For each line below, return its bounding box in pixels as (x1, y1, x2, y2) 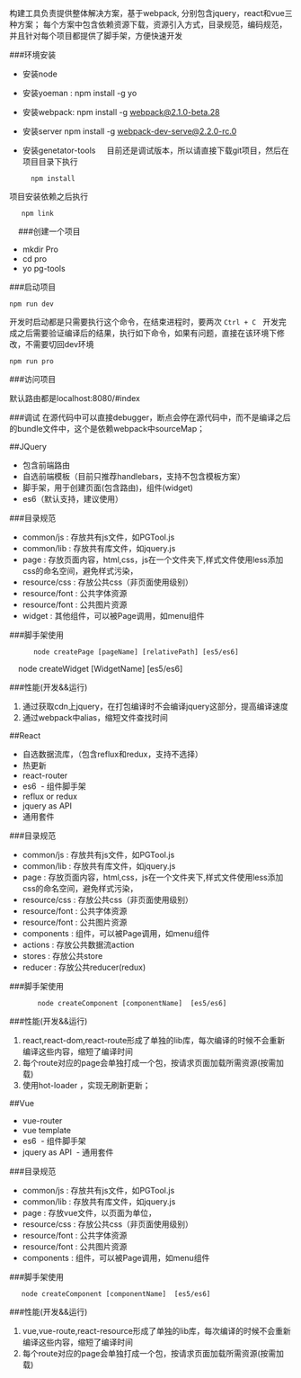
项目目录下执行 (22, 157, 78, 166)
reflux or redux (22, 791, 78, 801)
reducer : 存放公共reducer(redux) (22, 962, 146, 972)
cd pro (22, 254, 48, 264)
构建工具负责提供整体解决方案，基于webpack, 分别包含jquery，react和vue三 (9, 8, 294, 18)
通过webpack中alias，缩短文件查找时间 (22, 712, 168, 722)
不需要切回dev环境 (24, 339, 94, 349)
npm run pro (9, 357, 54, 366)
